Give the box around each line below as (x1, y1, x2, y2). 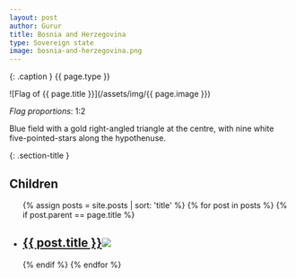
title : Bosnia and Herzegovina (9, 30, 126, 39)
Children (9, 176, 58, 191)
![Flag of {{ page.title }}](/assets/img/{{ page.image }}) (9, 89, 211, 100)
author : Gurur (9, 22, 63, 30)
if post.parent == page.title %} (22, 209, 135, 220)
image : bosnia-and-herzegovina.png (9, 47, 143, 56)
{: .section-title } (9, 150, 70, 161)
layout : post (9, 13, 58, 22)
